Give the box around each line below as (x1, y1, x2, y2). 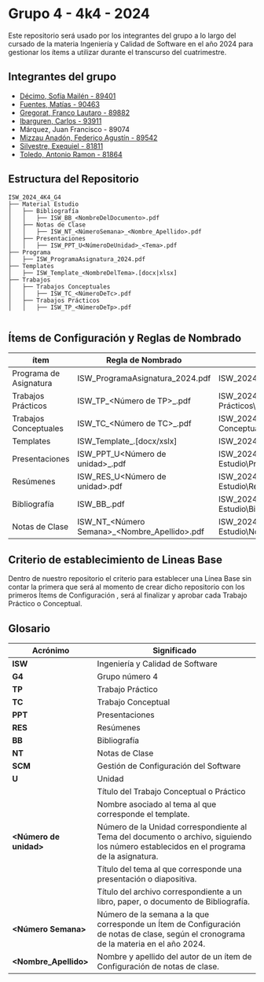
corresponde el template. (97, 809, 190, 819)
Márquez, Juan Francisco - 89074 (19, 124, 130, 134)
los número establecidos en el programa (97, 841, 246, 851)
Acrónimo (31, 645, 70, 656)
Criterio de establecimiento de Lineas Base (8, 553, 222, 566)
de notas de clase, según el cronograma (97, 929, 246, 940)
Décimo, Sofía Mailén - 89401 (19, 91, 116, 101)
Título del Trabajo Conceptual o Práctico (97, 786, 246, 796)
